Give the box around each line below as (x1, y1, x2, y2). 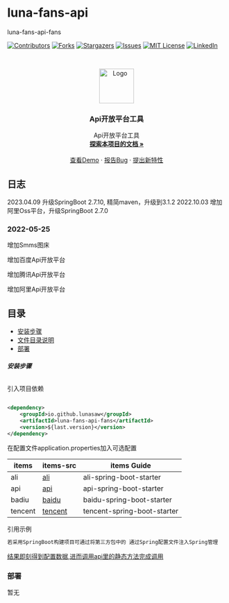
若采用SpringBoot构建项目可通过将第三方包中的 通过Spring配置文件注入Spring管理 (7, 538, 219, 545)
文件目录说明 (17, 336, 54, 344)
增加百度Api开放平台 (7, 255, 66, 264)
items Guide (110, 460, 151, 470)
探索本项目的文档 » (89, 140, 144, 148)
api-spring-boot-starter (83, 484, 164, 493)
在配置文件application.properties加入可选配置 (7, 443, 137, 452)
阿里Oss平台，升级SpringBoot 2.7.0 (7, 207, 109, 215)
